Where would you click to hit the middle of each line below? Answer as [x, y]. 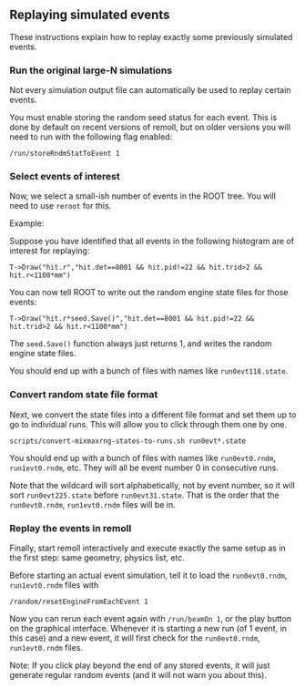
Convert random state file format [84, 395]
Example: [27, 223]
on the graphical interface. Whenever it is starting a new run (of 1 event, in [148, 628]
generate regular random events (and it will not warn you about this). [138, 675]
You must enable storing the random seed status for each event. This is [143, 118]
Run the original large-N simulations [91, 70]
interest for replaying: [50, 251]
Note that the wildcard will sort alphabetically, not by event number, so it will [152, 485]
